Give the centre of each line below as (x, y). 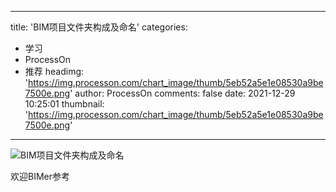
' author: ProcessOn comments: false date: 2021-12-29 (182, 93)
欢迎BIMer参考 (40, 176)
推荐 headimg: (54, 71)
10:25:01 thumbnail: (64, 104)
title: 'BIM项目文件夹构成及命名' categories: (99, 27)
